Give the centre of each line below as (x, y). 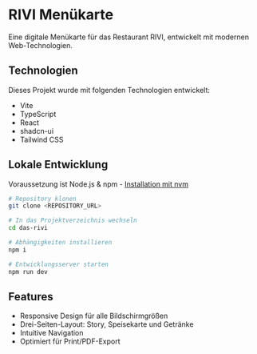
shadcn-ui (37, 131)
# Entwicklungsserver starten (59, 264)
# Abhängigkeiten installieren (60, 243)
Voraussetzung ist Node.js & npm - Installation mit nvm (99, 184)
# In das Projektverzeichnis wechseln (73, 221)
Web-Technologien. (41, 45)
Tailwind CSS (42, 139)
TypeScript (38, 114)
